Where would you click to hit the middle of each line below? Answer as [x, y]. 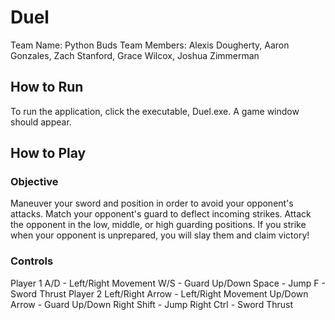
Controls [32, 261]
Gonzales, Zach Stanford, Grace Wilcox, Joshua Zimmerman [135, 55]
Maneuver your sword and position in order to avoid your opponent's [152, 203]
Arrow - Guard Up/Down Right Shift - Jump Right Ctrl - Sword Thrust [151, 304]
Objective [34, 182]
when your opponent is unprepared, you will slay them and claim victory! [160, 235]
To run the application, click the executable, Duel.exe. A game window [155, 111]
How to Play [48, 153]
